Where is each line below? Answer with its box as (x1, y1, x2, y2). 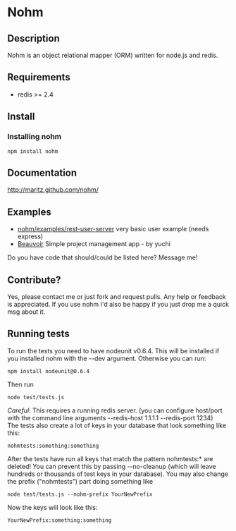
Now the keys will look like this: (7, 503, 98, 511)
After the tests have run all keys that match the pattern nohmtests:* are (7, 454, 213, 463)
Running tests (7, 328, 70, 340)
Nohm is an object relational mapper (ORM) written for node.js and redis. (7, 51, 218, 59)
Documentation (7, 166, 77, 178)
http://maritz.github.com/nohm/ (7, 185, 99, 194)
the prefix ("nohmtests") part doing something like (7, 477, 154, 485)
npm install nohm (7, 147, 58, 155)
